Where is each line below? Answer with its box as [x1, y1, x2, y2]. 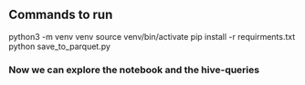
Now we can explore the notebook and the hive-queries [8, 63, 260, 76]
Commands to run [8, 7, 113, 23]
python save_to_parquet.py [8, 41, 111, 52]
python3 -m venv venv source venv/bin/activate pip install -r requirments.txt [8, 31, 296, 42]
